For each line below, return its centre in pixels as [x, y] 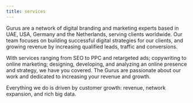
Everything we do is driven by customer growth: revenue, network [86, 87]
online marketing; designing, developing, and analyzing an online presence [97, 64]
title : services [26, 11]
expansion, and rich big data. [41, 94]
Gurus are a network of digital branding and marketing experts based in [92, 28]
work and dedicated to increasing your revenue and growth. [78, 76]
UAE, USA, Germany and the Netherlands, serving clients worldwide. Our [94, 34]
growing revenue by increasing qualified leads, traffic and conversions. [92, 47]
